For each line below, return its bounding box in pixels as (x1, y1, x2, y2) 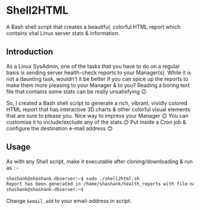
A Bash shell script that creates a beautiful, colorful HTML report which (6, 23, 180, 30)
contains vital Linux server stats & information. (6, 29, 120, 36)
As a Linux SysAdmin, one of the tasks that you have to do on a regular (6, 62, 180, 70)
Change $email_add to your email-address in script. (6, 198, 132, 205)
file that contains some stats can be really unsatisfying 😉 (6, 87, 147, 95)
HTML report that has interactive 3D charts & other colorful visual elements (6, 105, 190, 113)
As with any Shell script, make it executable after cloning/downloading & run (6, 158, 193, 165)
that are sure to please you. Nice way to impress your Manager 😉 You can (6, 112, 189, 119)
